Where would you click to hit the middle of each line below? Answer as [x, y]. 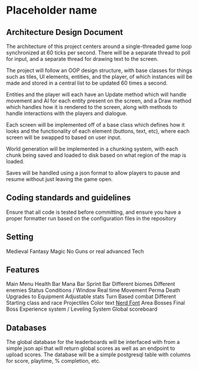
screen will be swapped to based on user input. [64, 137]
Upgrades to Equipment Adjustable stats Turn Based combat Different [91, 297]
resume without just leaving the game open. [60, 179]
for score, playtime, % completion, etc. [53, 361]
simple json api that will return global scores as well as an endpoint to [91, 348]
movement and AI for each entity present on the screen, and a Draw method [99, 101]
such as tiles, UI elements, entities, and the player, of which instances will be [99, 77]
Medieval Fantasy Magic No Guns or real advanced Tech [75, 251]
